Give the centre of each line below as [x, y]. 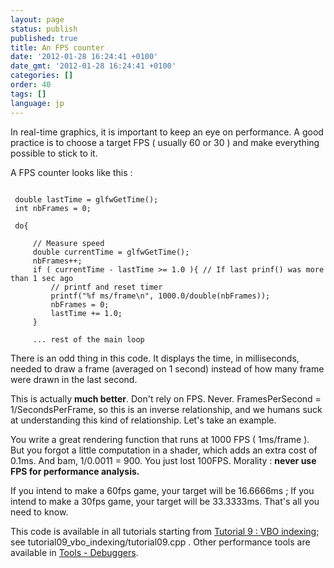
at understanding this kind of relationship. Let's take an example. [143, 420]
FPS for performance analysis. [75, 471]
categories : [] [42, 76]
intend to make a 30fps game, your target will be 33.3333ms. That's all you [165, 501]
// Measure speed [68, 243]
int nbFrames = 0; [53, 208]
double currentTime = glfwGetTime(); [111, 252]
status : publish [44, 29]
